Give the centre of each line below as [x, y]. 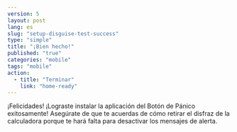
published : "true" [34, 54]
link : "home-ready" [49, 86]
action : [19, 73]
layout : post [27, 20]
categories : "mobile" [39, 60]
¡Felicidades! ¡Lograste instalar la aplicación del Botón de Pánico [101, 106]
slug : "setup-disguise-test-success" [63, 34]
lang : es [20, 27]
